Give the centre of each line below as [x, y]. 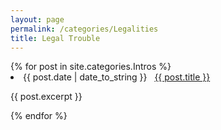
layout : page [37, 19]
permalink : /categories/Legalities [84, 29]
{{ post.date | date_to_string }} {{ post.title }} [117, 77]
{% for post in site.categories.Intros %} [91, 67]
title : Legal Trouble [55, 38]
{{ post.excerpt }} [46, 97]
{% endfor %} [39, 116]
